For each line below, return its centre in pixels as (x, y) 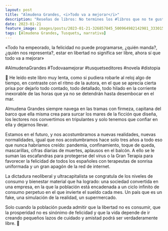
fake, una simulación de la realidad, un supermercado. (61, 197)
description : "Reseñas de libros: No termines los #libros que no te (79, 19)
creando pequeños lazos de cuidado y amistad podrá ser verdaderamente (81, 218)
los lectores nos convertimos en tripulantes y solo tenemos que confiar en (81, 119)
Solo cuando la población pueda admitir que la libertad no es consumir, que (83, 207)
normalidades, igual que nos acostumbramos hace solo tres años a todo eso (84, 140)
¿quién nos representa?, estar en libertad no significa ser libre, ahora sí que (83, 53)
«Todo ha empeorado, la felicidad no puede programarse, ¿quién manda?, (81, 47)
